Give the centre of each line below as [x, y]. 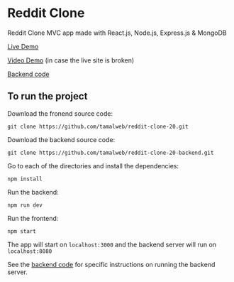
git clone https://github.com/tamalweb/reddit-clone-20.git [98, 126]
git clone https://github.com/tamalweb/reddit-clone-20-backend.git [111, 153]
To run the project [48, 96]
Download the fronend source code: [60, 113]
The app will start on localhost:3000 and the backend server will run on [112, 244]
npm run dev [25, 205]
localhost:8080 [30, 251]
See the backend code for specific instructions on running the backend [111, 264]
